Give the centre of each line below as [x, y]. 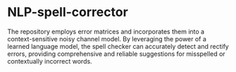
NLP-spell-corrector [68, 12]
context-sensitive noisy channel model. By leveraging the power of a [107, 38]
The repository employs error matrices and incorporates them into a [106, 31]
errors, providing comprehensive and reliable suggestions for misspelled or [116, 54]
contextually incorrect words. [50, 61]
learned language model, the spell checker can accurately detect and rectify [118, 46]
